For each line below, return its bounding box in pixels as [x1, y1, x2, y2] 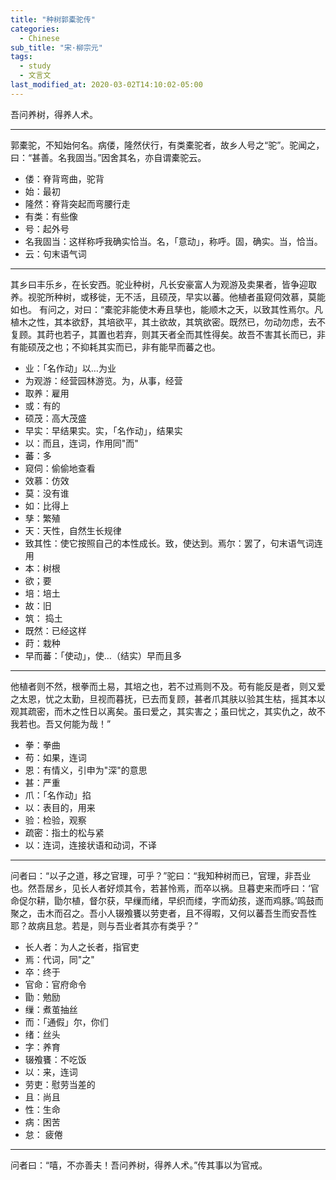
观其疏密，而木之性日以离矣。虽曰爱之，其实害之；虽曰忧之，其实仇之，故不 [10, 705, 326, 717]
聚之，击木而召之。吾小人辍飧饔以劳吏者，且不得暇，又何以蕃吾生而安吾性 [10, 907, 317, 919]
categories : [10, 24, 60, 34]
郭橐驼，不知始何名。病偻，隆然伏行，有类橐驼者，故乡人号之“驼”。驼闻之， [10, 139, 325, 151]
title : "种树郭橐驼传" [10, 14, 96, 25]
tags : [10, 52, 33, 62]
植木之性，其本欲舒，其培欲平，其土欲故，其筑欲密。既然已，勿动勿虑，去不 [10, 316, 326, 328]
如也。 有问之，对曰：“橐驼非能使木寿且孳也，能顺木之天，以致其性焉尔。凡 [10, 303, 324, 315]
